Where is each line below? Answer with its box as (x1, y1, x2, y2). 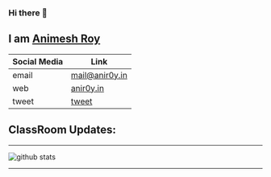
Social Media (12, 56, 64, 67)
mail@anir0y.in (71, 69, 127, 80)
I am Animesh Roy (8, 32, 101, 46)
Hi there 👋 (8, 7, 48, 19)
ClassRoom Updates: (8, 123, 117, 137)
